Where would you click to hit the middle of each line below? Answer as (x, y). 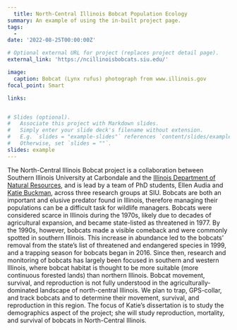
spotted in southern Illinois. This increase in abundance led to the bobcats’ (116, 237)
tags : (15, 27)
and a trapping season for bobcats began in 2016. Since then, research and (117, 252)
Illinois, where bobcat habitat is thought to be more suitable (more (103, 267)
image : (17, 72)
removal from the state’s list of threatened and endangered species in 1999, (117, 245)
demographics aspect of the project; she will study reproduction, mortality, (116, 312)
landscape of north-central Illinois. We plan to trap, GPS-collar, (131, 290)
